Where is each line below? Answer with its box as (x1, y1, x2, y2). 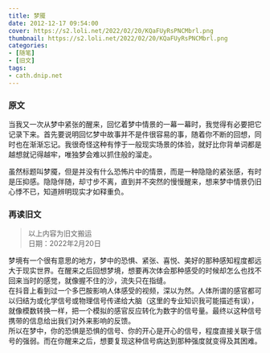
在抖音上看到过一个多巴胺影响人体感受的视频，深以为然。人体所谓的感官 (8, 286, 247, 296)
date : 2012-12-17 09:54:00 (8, 19, 99, 27)
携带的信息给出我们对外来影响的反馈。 (8, 316, 135, 326)
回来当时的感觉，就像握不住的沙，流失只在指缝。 (8, 276, 170, 285)
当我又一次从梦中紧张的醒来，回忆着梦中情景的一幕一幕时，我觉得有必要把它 (8, 119, 262, 129)
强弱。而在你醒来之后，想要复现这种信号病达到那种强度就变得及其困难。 (22, 336, 262, 346)
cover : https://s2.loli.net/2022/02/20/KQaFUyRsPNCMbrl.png (8, 27, 215, 35)
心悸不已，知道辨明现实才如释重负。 (8, 187, 129, 196)
